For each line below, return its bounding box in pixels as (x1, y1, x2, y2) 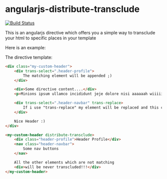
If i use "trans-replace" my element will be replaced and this (23, 105, 159, 110)
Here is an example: (5, 44, 46, 50)
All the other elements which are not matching (14, 160, 114, 165)
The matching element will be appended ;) (23, 73, 112, 78)
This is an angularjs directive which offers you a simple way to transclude (5, 29, 156, 35)
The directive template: (5, 54, 53, 60)
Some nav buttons (23, 146, 59, 152)
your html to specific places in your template (5, 35, 96, 41)
